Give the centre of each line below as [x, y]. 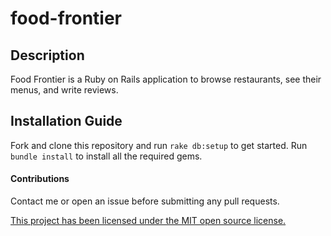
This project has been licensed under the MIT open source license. [148, 221]
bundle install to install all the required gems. [106, 156]
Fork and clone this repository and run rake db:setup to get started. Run [159, 145]
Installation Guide [66, 121]
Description [47, 55]
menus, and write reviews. [64, 90]
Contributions [40, 179]
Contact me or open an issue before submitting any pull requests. [145, 201]
